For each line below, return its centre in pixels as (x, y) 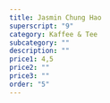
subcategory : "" (39, 43)
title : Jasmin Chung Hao (55, 17)
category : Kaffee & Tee (54, 34)
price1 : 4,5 (31, 59)
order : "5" (30, 84)
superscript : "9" (42, 26)
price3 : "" (30, 76)
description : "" (39, 51)
